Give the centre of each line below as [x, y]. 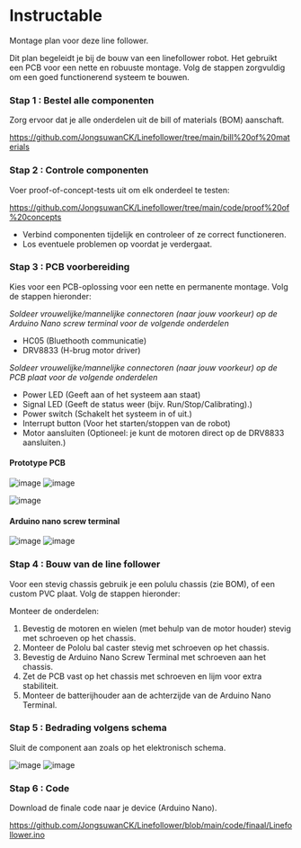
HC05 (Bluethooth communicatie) [84, 340]
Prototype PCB [37, 463]
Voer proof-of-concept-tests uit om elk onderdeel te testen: [120, 190]
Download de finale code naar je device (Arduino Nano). [113, 808]
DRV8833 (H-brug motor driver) [81, 350]
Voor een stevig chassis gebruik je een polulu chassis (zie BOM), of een [142, 584]
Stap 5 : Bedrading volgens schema [89, 727]
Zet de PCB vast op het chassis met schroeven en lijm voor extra [142, 676]
